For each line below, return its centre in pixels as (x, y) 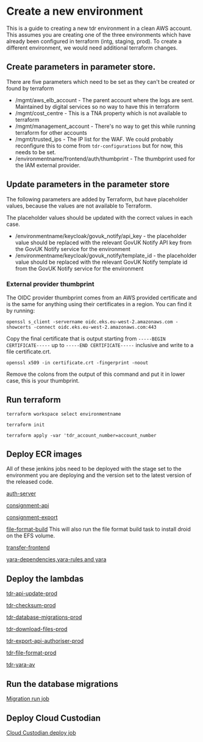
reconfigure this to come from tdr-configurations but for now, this (99, 146)
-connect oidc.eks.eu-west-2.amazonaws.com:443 (95, 327)
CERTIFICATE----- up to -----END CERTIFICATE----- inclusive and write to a (100, 345)
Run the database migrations (62, 684)
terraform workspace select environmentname (64, 414)
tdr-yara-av (21, 665)
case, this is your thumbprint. (43, 380)
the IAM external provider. (48, 165)
